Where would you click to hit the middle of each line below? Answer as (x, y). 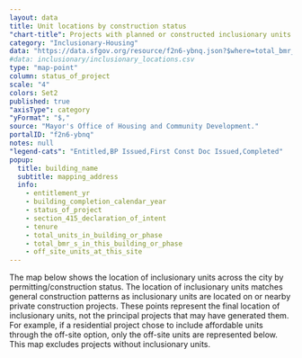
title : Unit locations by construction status (98, 26)
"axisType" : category (50, 110)
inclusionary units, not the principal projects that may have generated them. (149, 316)
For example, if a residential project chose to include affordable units (136, 326)
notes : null (31, 143)
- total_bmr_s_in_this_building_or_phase (104, 244)
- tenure (42, 227)
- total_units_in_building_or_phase (94, 235)
